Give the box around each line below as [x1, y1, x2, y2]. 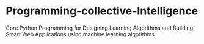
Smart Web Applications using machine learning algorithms [5, 30, 155, 37]
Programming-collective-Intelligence [5, 4, 199, 18]
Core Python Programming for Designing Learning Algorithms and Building [5, 24, 194, 31]
